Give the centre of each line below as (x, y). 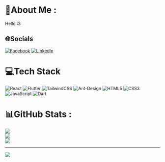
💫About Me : (31, 10)
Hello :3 (13, 23)
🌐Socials (19, 39)
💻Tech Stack (33, 71)
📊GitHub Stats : (39, 114)
